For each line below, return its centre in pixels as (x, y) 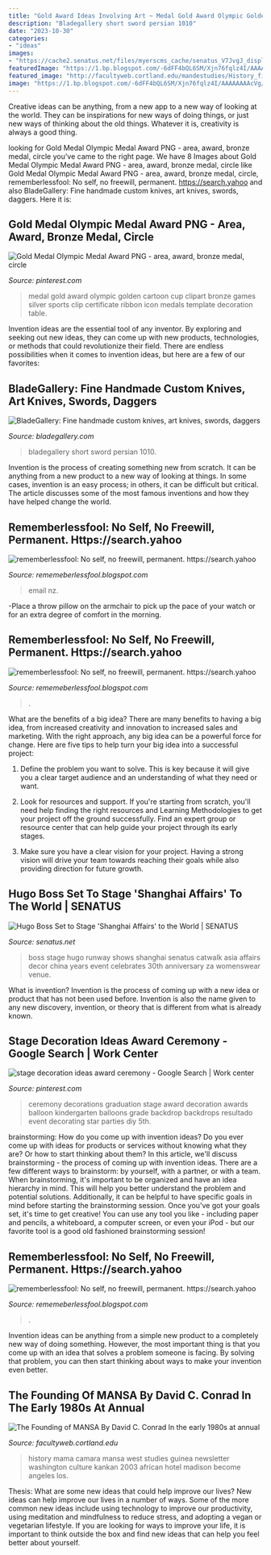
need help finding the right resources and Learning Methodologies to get (141, 810)
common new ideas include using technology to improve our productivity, (131, 1508)
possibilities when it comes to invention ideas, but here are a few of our (127, 355)
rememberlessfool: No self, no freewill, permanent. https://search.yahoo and (135, 181)
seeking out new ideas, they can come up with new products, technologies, (134, 338)
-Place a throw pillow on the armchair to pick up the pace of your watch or (132, 606)
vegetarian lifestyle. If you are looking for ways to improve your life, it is (127, 1526)
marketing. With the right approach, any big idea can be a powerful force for (135, 736)
